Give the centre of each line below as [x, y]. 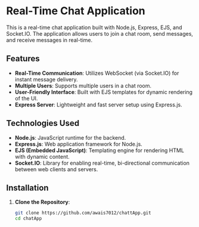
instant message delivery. [46, 79]
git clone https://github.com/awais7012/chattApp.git [83, 213]
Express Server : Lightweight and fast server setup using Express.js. [99, 105]
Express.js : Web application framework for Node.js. [79, 144]
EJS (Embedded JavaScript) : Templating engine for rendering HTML [99, 150]
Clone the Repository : [42, 202]
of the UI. [26, 98]
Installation [27, 187]
